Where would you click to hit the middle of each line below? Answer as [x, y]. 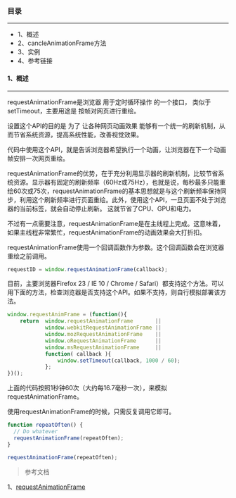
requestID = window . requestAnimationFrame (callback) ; [88, 269]
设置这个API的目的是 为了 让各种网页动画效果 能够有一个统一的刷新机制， [113, 125]
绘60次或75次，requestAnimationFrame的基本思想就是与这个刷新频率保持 [114, 191]
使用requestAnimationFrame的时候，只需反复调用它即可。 [91, 412]
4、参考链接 [35, 61]
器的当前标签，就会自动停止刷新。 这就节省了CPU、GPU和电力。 [101, 208]
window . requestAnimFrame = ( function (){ [67, 315]
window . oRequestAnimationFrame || [103, 341]
